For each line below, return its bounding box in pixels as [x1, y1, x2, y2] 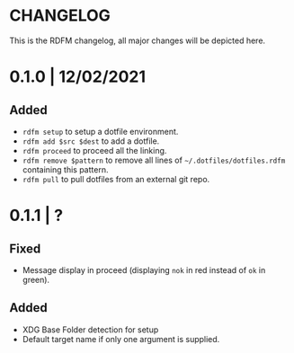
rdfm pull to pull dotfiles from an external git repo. [22, 173, 210, 184]
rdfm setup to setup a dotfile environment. [22, 126, 179, 137]
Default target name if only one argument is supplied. [22, 333, 220, 344]
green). [22, 274, 50, 285]
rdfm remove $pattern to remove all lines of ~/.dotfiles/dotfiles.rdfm [22, 154, 286, 165]
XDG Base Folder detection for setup [22, 324, 159, 335]
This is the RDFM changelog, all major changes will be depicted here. [9, 35, 266, 46]
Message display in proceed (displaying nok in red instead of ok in [22, 264, 266, 275]
